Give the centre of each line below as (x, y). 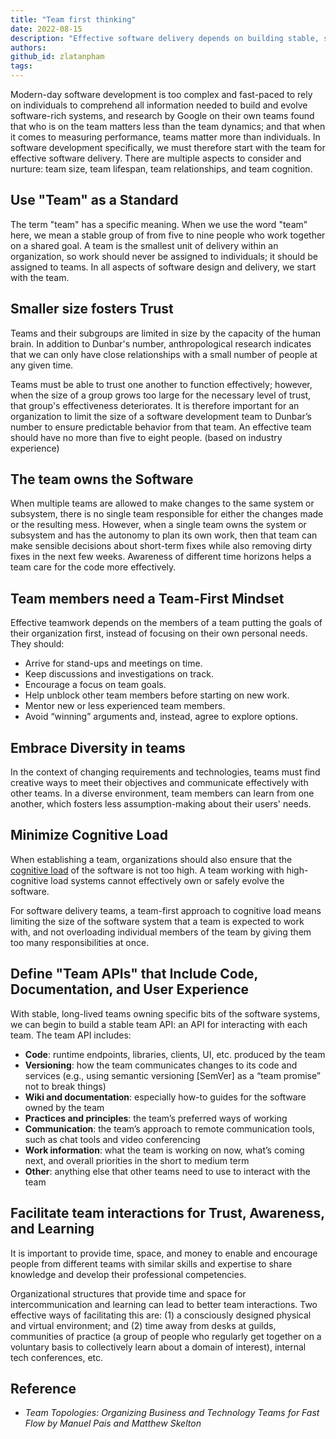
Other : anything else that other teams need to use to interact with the (167, 1171)
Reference (43, 1388)
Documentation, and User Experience (129, 989)
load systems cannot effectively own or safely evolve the (167, 880)
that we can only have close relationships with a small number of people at (164, 354)
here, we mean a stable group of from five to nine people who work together (168, 235)
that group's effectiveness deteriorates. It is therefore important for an (155, 405)
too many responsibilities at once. (80, 942)
